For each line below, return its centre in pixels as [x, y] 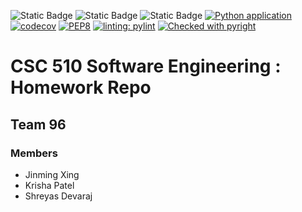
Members [34, 153]
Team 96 [38, 124]
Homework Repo [81, 87]
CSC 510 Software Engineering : [146, 66]
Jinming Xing [52, 174]
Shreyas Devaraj [58, 196]
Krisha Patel [49, 185]
